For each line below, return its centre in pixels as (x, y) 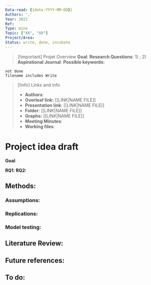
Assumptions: (23, 200)
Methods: (20, 186)
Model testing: (23, 227)
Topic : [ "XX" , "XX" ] (27, 33)
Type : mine (16, 29)
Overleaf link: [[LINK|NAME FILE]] (60, 100)
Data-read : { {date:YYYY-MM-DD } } (39, 10)
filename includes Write (31, 76)
